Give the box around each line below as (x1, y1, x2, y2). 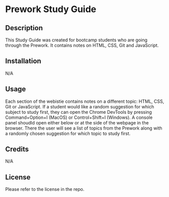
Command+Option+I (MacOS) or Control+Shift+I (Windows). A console (5, 114, 153, 120)
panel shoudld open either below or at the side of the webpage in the (5, 119, 149, 125)
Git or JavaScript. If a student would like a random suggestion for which (5, 103, 154, 109)
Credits (5, 145, 29, 154)
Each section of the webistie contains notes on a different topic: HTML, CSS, (5, 98, 164, 104)
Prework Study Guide (5, 4, 97, 15)
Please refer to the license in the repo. (5, 186, 85, 192)
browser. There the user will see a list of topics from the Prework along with (5, 125, 162, 131)
